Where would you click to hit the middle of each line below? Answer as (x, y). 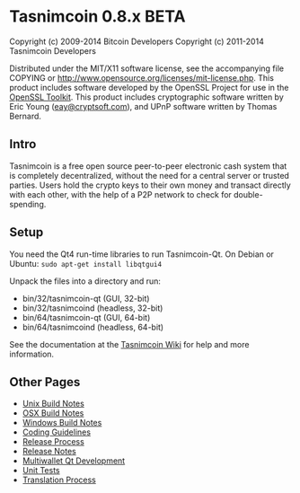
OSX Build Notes (53, 413)
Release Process (53, 442)
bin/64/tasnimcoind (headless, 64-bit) (93, 327)
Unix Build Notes (53, 404)
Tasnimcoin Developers (53, 50)
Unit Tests (41, 471)
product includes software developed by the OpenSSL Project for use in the (149, 87)
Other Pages (45, 382)
